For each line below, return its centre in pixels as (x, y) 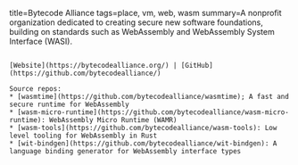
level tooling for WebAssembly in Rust (83, 136)
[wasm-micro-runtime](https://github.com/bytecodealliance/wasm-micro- (153, 112)
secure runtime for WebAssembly (69, 104)
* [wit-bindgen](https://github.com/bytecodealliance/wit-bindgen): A (143, 144)
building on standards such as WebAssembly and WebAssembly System (142, 32)
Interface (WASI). (41, 41)
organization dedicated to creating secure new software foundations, (136, 22)
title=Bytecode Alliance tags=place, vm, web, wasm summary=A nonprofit (146, 13)
